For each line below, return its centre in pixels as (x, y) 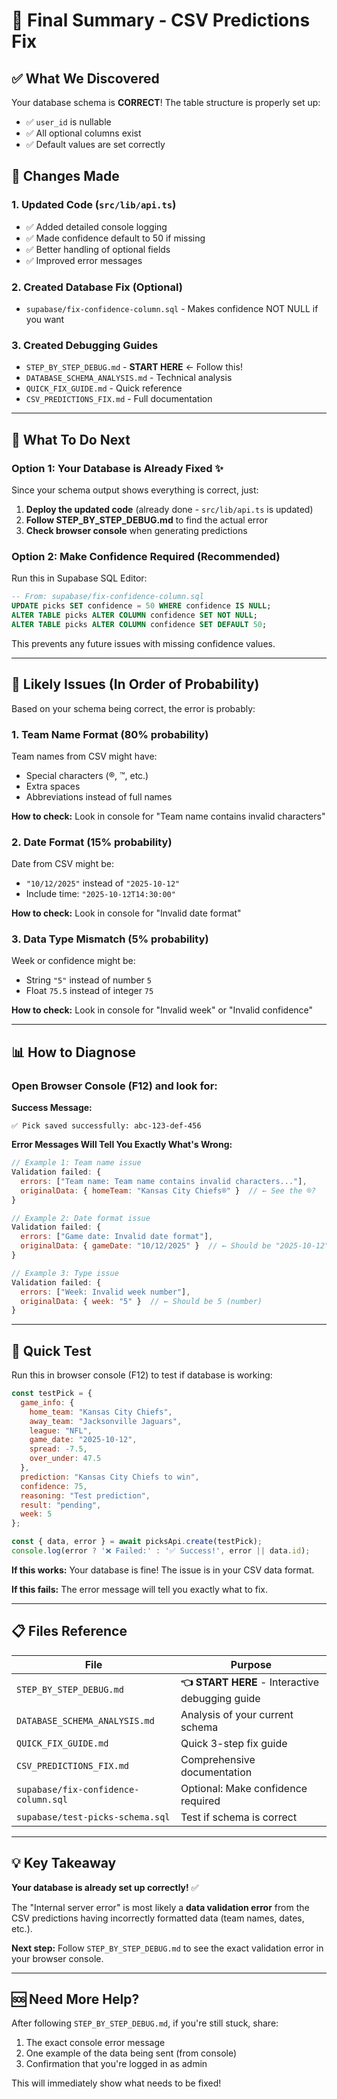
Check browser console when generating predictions (136, 530)
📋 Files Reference (69, 1631)
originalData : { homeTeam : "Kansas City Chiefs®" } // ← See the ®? (168, 1190)
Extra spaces (53, 786)
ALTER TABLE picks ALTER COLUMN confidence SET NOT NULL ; (134, 615)
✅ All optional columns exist (83, 133)
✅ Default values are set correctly (95, 144)
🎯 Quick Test (51, 1350)
